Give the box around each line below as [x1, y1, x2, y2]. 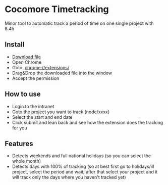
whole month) [12, 158, 41, 164]
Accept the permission [12, 75, 60, 81]
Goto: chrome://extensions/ [12, 64, 70, 70]
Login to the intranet [12, 103, 54, 109]
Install [5, 40, 25, 49]
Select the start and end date [12, 114, 73, 120]
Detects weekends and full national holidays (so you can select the [12, 153, 151, 159]
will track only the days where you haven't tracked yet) [12, 174, 127, 180]
